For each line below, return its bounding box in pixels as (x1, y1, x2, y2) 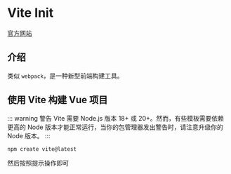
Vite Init (7, 5, 54, 21)
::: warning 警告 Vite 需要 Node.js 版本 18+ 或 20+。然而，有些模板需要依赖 (7, 114, 225, 122)
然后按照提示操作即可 (7, 159, 69, 168)
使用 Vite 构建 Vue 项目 (7, 94, 108, 106)
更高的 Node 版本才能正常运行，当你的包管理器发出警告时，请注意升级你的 (7, 123, 223, 131)
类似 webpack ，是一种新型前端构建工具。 (7, 72, 124, 80)
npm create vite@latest (7, 145, 77, 152)
